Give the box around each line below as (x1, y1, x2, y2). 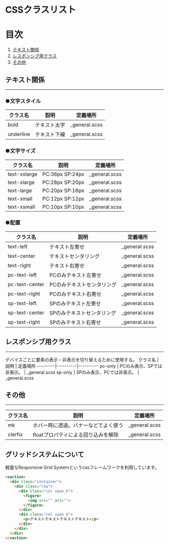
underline (8, 131, 30, 138)
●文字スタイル (5, 97, 41, 104)
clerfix (8, 431, 23, 438)
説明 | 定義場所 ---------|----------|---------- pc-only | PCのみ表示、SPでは (5, 363, 162, 369)
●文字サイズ (5, 148, 36, 155)
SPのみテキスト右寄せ (49, 319, 102, 326)
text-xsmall (8, 203, 35, 210)
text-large (8, 187, 32, 194)
